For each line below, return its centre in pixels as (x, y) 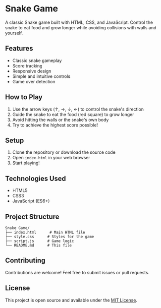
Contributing (25, 261)
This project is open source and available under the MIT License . (71, 300)
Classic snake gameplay (37, 61)
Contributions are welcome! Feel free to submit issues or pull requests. (77, 272)
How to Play (24, 97)
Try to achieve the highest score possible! (55, 125)
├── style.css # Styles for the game (50, 237)
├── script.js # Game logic (40, 241)
